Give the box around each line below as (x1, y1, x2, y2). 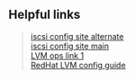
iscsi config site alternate (30, 31, 124, 41)
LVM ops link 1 (30, 49, 85, 61)
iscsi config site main (30, 40, 110, 51)
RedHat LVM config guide (30, 59, 127, 70)
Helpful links (8, 7, 81, 22)
